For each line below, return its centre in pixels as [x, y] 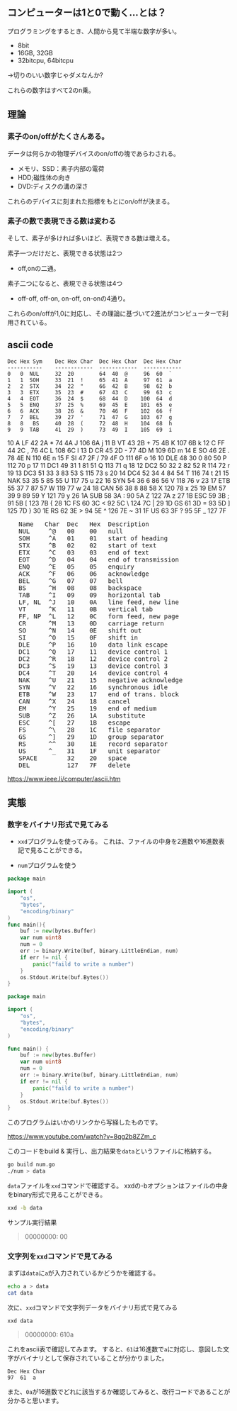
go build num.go [31, 1165]
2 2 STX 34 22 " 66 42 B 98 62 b [90, 386]
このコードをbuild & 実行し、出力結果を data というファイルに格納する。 [111, 1151]
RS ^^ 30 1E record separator [93, 744]
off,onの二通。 [39, 268]
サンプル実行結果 [32, 1222]
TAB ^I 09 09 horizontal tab [89, 595]
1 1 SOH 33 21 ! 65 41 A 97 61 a [90, 380]
